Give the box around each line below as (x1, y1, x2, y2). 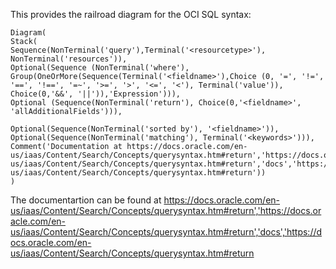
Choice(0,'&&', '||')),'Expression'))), (10, 89, 182, 99)
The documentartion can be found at (10, 194, 162, 206)
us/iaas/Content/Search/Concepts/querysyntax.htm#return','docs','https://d (10, 226, 323, 238)
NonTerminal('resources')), (10, 54, 128, 64)
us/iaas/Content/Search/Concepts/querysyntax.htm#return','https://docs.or (10, 205, 322, 216)
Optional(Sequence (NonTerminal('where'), (10, 63, 190, 73)
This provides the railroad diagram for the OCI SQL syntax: (10, 9, 252, 20)
